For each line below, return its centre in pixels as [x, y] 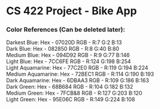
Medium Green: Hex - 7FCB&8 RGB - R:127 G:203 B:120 [74, 93]
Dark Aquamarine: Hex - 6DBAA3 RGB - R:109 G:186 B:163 [78, 80]
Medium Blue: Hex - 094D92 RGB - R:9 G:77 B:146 [68, 55]
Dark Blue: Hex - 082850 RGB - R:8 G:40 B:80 [63, 49]
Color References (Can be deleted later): [66, 30]
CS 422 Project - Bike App [72, 11]
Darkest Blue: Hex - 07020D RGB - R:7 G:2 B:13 [64, 42]
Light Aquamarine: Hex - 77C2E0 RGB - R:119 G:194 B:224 [77, 68]
